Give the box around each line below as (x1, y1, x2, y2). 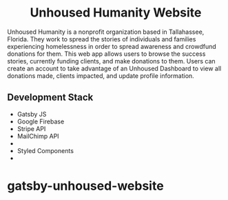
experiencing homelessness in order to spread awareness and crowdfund (7, 42, 217, 50)
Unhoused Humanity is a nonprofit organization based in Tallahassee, (7, 28, 205, 36)
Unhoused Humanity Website (30, 5, 202, 21)
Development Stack (7, 92, 94, 103)
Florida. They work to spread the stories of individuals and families (7, 34, 196, 43)
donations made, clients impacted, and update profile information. (7, 71, 194, 80)
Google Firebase (17, 117, 65, 126)
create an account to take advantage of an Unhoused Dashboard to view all (7, 64, 222, 72)
